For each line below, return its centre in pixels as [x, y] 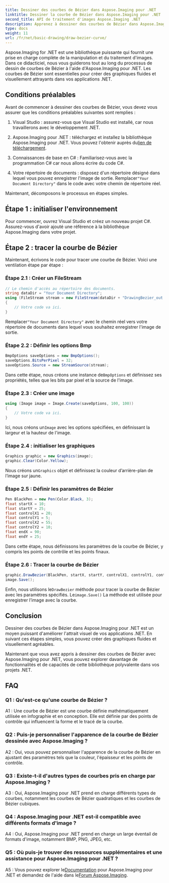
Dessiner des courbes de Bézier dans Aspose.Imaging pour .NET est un [79, 628]
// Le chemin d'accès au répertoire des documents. [60, 288]
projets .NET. [19, 670]
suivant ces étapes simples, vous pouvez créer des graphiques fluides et [81, 639]
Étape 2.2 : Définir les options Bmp [48, 345]
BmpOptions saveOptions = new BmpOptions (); [53, 356]
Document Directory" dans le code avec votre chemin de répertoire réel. [87, 183]
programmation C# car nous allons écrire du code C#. [68, 163]
